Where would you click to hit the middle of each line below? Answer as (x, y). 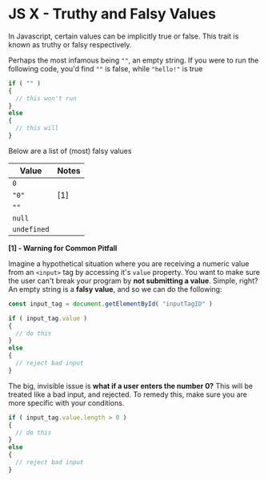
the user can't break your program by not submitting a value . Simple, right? (133, 281)
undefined (31, 229)
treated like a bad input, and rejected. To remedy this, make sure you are (128, 394)
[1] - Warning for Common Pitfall (63, 248)
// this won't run (46, 98)
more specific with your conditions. (66, 402)
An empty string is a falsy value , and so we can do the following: (115, 289)
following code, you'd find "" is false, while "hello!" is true (106, 68)
